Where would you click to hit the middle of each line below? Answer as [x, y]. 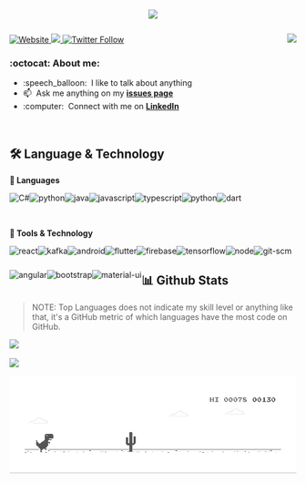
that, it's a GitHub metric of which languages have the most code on [159, 316]
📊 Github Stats [185, 281]
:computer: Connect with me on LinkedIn [101, 107]
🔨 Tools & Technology [51, 233]
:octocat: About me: [55, 63]
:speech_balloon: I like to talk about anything [107, 83]
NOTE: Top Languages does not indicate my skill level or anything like [162, 307]
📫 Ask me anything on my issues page [98, 93]
